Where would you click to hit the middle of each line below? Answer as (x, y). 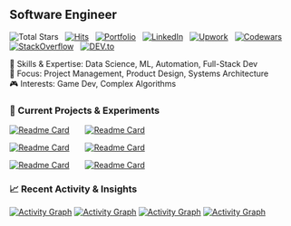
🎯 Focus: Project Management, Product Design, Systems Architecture (139, 73)
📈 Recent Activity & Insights (73, 189)
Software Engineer (63, 15)
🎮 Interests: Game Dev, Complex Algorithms (93, 83)
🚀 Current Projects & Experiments (85, 110)
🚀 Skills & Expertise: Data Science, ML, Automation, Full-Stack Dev (134, 63)
